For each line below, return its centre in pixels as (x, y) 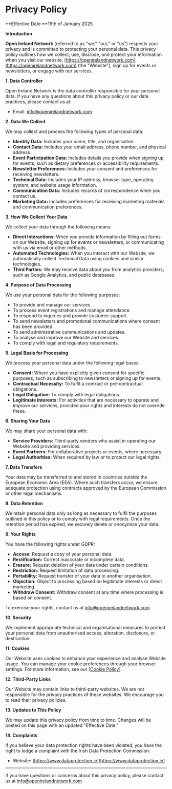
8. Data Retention (24, 503)
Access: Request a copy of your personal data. (62, 554)
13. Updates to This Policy (33, 710)
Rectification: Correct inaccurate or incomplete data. (69, 559)
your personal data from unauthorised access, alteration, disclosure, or (80, 633)
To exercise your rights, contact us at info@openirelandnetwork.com (78, 607)
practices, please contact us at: (38, 102)
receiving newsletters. (36, 174)
